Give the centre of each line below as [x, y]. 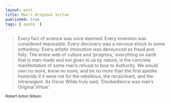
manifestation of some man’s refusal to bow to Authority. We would [88, 65]
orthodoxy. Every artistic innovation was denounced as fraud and [86, 49]
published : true [22, 19]
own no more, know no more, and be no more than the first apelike [87, 71]
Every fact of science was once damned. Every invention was [82, 39]
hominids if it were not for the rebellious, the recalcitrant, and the [86, 76]
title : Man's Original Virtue [37, 15]
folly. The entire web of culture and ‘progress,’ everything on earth [87, 55]
